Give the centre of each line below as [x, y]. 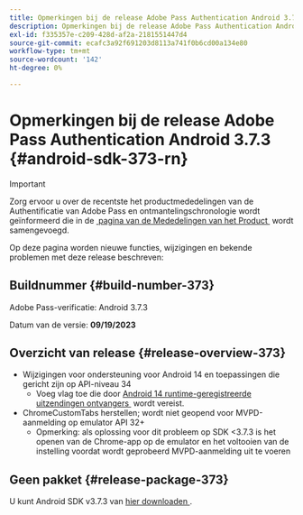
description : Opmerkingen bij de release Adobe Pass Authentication [141, 26]
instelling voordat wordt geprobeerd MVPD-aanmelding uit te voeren [163, 451]
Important [28, 184]
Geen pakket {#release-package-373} [119, 479]
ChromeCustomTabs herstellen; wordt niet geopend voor [128, 413]
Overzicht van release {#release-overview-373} [147, 353]
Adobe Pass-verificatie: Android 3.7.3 [79, 307]
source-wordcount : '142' [56, 60]
